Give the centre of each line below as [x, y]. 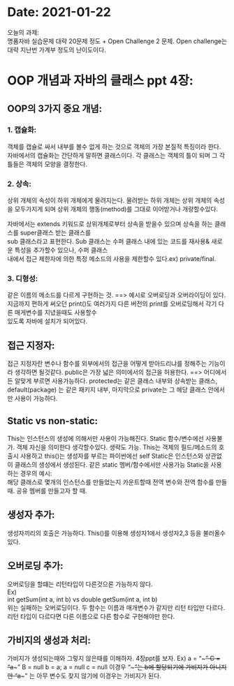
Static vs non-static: [53, 420]
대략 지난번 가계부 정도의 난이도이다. [57, 50]
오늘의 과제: [23, 32]
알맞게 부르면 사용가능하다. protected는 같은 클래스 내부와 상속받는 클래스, [116, 381]
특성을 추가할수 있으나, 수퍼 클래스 [61, 250]
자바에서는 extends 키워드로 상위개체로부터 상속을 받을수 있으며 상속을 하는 [110, 224]
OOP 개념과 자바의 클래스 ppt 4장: [100, 81]
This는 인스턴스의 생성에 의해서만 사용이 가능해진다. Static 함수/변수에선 [105, 439]
